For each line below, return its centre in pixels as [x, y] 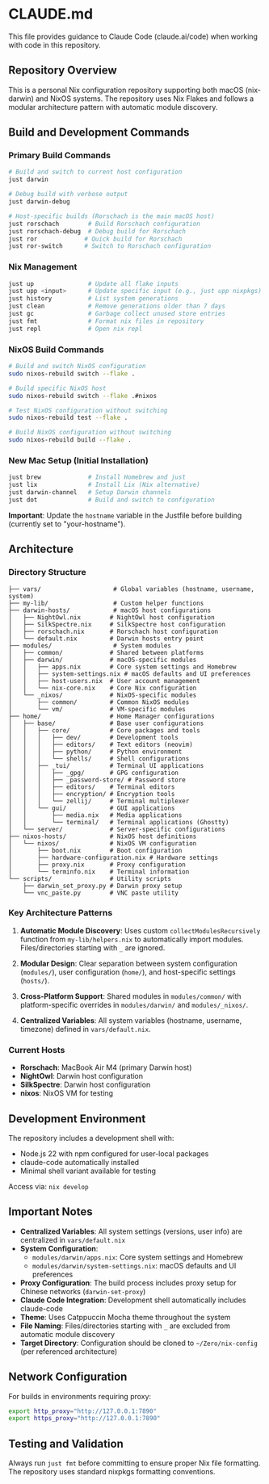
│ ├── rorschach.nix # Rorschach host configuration [113, 631]
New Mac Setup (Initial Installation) [79, 460]
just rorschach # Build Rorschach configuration [104, 224]
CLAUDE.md [51, 14]
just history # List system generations [94, 299]
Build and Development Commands [99, 133]
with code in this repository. [55, 44]
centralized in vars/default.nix [73, 1239]
